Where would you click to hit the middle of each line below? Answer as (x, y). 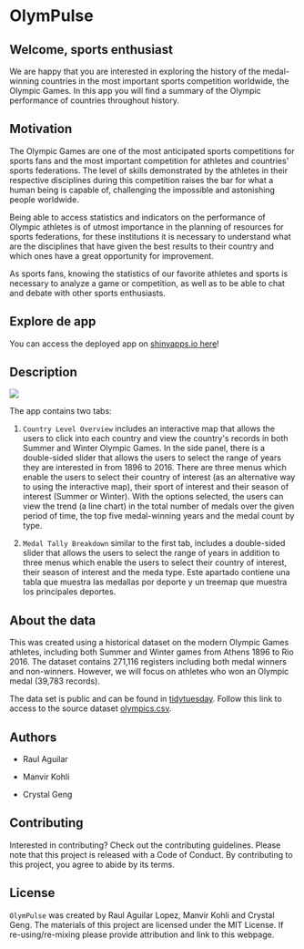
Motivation (41, 129)
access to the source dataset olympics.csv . (91, 708)
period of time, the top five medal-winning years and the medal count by (158, 516)
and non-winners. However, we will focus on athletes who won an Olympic (149, 672)
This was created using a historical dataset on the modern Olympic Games (149, 643)
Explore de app (53, 321)
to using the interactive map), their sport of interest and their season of (156, 487)
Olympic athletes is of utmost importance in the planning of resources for (147, 227)
